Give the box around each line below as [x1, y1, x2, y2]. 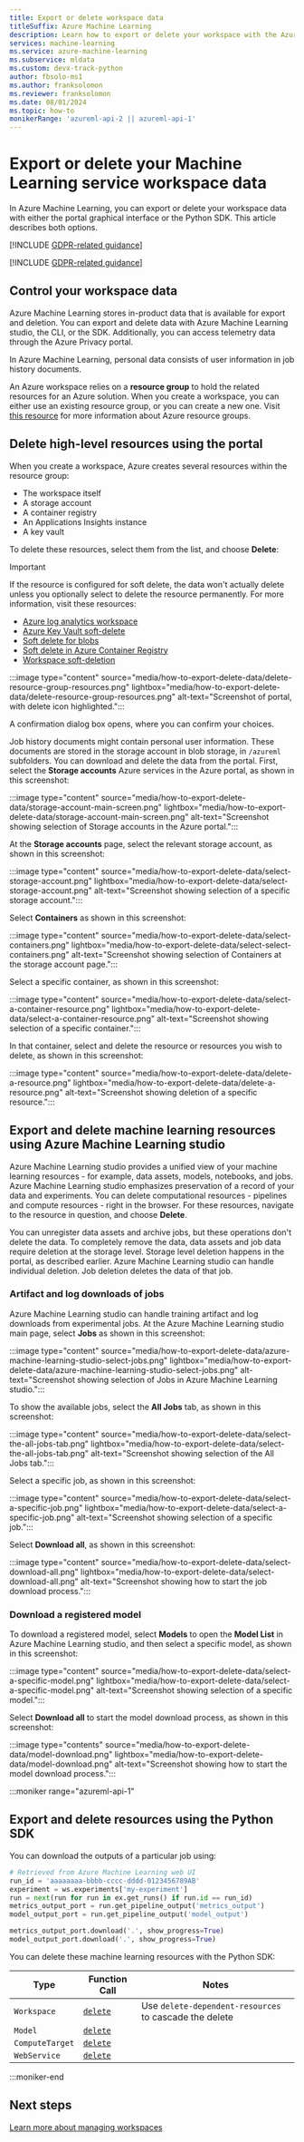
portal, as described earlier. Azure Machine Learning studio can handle [9, 1255, 274, 1266]
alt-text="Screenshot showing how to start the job [80, 1575, 268, 1587]
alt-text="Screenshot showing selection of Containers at [71, 949, 282, 959]
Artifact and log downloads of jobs [9, 1288, 165, 1300]
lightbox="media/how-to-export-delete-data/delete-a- [72, 1076, 277, 1088]
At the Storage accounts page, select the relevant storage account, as [9, 838, 273, 849]
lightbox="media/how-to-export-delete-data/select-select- [71, 940, 292, 950]
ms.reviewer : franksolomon [9, 89, 111, 98]
